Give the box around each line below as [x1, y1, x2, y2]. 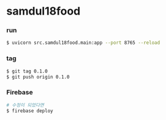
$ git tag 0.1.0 [6, 68, 48, 74]
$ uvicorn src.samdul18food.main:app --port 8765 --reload [6, 40, 160, 46]
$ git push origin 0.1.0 [6, 74, 70, 80]
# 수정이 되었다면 [6, 102, 45, 108]
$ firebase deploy [6, 108, 53, 114]
